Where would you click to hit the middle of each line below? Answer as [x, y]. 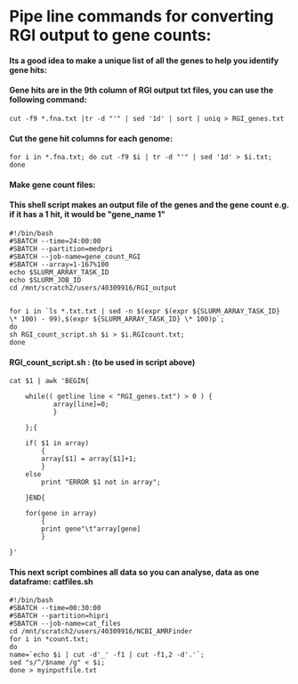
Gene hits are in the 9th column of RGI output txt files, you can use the [141, 90]
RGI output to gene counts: [110, 35]
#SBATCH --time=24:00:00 [55, 241]
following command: [48, 100]
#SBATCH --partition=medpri [61, 248]
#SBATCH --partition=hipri [59, 616]
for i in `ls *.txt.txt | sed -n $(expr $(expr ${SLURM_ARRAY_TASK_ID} [145, 311]
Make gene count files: [52, 184]
